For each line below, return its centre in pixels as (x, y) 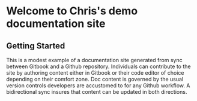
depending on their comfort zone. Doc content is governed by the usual (95, 79)
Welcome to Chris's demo (72, 11)
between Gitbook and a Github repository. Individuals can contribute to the (98, 66)
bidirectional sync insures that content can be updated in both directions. (97, 92)
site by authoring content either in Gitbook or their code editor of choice (95, 73)
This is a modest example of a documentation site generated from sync (94, 60)
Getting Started (36, 46)
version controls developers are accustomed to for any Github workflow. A (98, 85)
